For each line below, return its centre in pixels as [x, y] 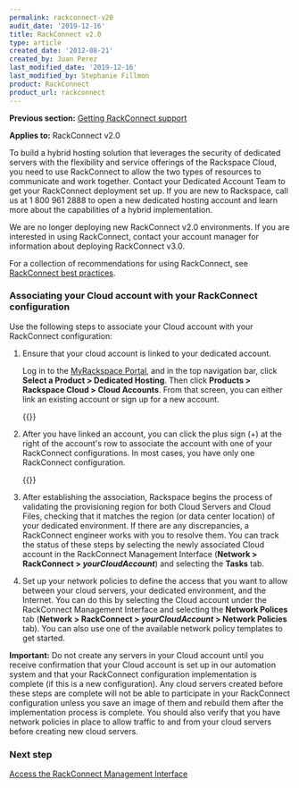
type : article [36, 42]
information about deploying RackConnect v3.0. [97, 246]
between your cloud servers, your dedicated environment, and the [144, 590]
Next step [31, 754]
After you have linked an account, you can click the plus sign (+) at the [152, 434]
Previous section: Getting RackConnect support [98, 118]
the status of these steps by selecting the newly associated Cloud [143, 544]
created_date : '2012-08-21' [62, 51]
